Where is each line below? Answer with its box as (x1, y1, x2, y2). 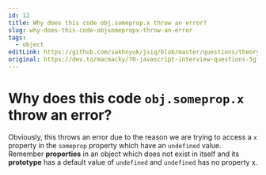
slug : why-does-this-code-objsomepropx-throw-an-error (8, 26, 193, 34)
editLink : (8, 48, 41, 56)
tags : (8, 33, 26, 42)
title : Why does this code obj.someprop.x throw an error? (8, 19, 207, 27)
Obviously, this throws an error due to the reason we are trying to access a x (8, 132, 257, 142)
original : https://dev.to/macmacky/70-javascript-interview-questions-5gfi (8, 56, 264, 64)
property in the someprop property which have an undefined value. (8, 140, 222, 150)
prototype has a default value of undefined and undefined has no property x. (8, 157, 258, 166)
